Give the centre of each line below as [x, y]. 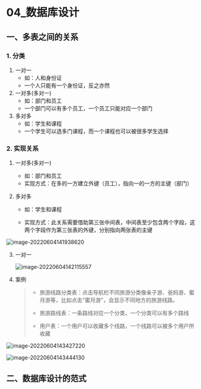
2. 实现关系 [23, 148]
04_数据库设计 [43, 12]
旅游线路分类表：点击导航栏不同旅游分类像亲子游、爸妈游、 [114, 293]
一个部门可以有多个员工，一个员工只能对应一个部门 [88, 108]
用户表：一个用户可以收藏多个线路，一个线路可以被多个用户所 [117, 326]
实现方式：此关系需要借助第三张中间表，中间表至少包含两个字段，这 [110, 223]
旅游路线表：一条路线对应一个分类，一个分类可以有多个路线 [114, 313]
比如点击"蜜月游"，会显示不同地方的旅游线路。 [119, 300]
